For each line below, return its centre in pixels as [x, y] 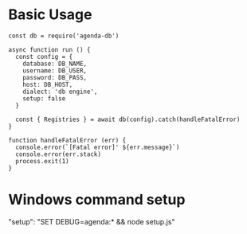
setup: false [44, 98]
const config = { [44, 57]
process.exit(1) [42, 161]
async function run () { [49, 49]
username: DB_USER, [55, 70]
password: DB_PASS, [55, 77]
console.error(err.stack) [59, 154]
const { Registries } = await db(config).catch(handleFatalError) [128, 119]
